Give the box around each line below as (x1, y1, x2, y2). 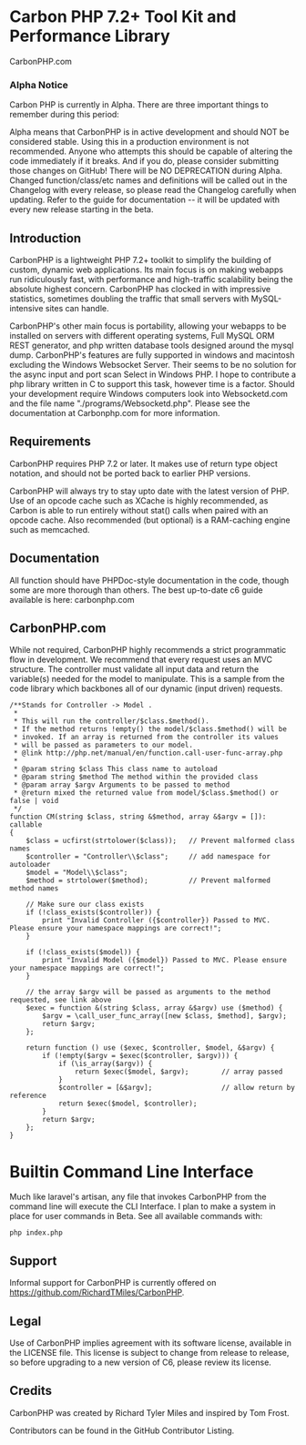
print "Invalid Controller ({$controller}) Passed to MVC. (42, 916, 271, 925)
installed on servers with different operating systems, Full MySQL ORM (9, 331, 275, 341)
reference (9, 1091, 47, 1101)
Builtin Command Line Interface (9, 1161, 254, 1182)
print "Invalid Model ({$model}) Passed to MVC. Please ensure (42, 956, 287, 965)
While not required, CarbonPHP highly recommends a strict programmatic (9, 645, 287, 656)
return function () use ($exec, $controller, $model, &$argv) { (25, 1043, 275, 1053)
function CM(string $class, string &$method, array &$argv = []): (9, 812, 267, 821)
